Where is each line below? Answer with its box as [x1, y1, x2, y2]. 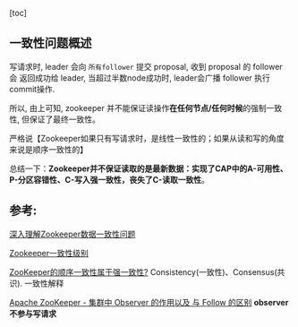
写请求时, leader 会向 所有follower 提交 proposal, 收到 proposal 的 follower [9, 61, 284, 72]
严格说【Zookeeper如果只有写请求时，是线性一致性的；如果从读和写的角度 [9, 133, 285, 143]
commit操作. [9, 83, 55, 94]
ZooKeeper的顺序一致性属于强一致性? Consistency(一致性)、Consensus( [9, 266, 277, 277]
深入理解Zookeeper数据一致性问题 [9, 228, 136, 239]
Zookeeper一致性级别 [9, 247, 89, 258]
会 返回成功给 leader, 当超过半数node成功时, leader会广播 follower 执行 [9, 72, 271, 83]
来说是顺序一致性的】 [9, 143, 88, 155]
